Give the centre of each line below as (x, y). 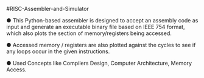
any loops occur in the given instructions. (58, 51)
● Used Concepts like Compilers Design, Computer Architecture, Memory (99, 63)
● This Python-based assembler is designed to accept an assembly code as (102, 20)
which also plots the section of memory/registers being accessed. (89, 33)
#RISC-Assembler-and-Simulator (48, 9)
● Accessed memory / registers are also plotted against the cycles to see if (101, 45)
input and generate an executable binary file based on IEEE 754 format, (96, 27)
